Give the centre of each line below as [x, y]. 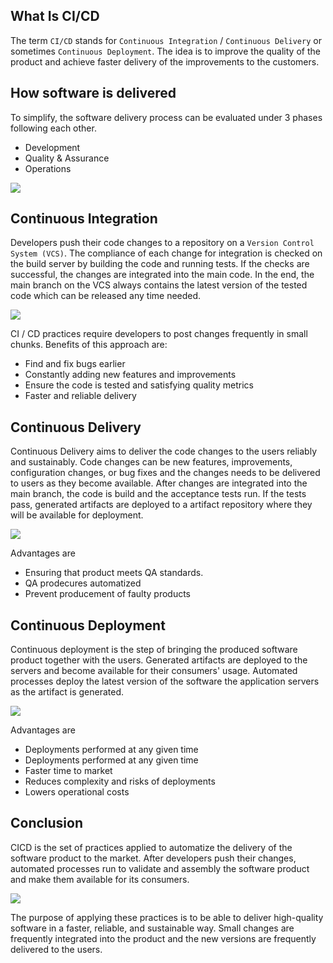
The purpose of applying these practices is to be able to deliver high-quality [167, 917]
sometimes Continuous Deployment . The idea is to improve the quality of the [165, 51]
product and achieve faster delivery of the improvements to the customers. [165, 61]
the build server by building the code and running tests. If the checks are [160, 264]
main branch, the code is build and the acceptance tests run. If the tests [158, 494]
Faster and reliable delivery [80, 396]
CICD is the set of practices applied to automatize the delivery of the [151, 847]
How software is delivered [93, 93]
